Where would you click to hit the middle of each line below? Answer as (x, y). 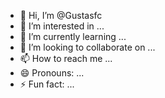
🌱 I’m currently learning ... (73, 36)
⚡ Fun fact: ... (47, 84)
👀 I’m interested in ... (62, 26)
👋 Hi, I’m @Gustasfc (61, 15)
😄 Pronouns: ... (52, 73)
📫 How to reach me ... (66, 58)
